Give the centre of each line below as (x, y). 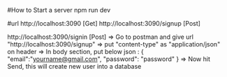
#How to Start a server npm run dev (59, 10)
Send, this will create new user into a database (74, 66)
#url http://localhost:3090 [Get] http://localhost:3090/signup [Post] (104, 23)
